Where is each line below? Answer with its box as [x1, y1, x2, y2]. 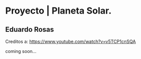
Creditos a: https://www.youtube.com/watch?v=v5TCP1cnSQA [5, 38, 136, 44]
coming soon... [5, 48, 37, 54]
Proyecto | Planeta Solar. [5, 5, 112, 17]
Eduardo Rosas [5, 25, 54, 34]
